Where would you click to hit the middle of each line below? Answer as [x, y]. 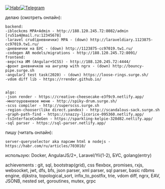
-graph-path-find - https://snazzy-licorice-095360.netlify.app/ [74, 114]
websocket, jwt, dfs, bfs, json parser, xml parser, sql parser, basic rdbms [80, 170]
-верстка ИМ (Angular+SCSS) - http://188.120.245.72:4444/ [68, 62]
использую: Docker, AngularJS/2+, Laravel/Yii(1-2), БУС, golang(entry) [78, 155]
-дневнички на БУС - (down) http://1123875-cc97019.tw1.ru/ [69, 49]
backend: [14, 27]
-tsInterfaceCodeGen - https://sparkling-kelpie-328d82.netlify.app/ [79, 119]
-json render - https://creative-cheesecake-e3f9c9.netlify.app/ [74, 97]
